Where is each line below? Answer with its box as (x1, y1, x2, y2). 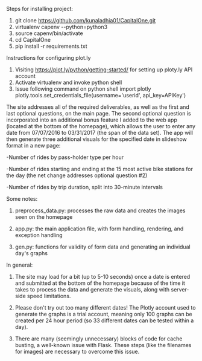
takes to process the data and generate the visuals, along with (14, 286, 170, 293)
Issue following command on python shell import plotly (14, 85, 151, 93)
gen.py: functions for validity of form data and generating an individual (14, 243, 191, 250)
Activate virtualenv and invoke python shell (14, 79, 122, 86)
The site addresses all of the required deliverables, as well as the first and (6, 103, 190, 111)
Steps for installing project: (6, 5, 74, 12)
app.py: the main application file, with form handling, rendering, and (14, 225, 184, 232)
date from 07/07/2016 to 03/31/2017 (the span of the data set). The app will (6, 129, 193, 136)
